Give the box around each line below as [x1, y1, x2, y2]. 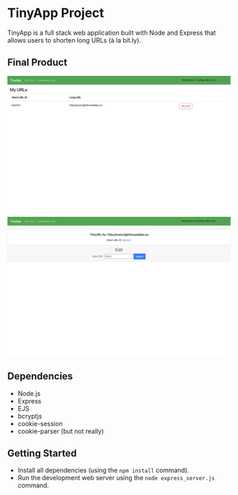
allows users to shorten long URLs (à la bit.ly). [7, 35, 142, 44]
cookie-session [17, 419, 63, 428]
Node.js [17, 389, 41, 398]
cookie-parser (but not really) [17, 427, 104, 435]
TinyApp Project [7, 5, 105, 21]
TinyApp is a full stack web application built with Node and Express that [7, 28, 216, 37]
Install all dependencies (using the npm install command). [17, 466, 190, 474]
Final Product [7, 57, 67, 69]
